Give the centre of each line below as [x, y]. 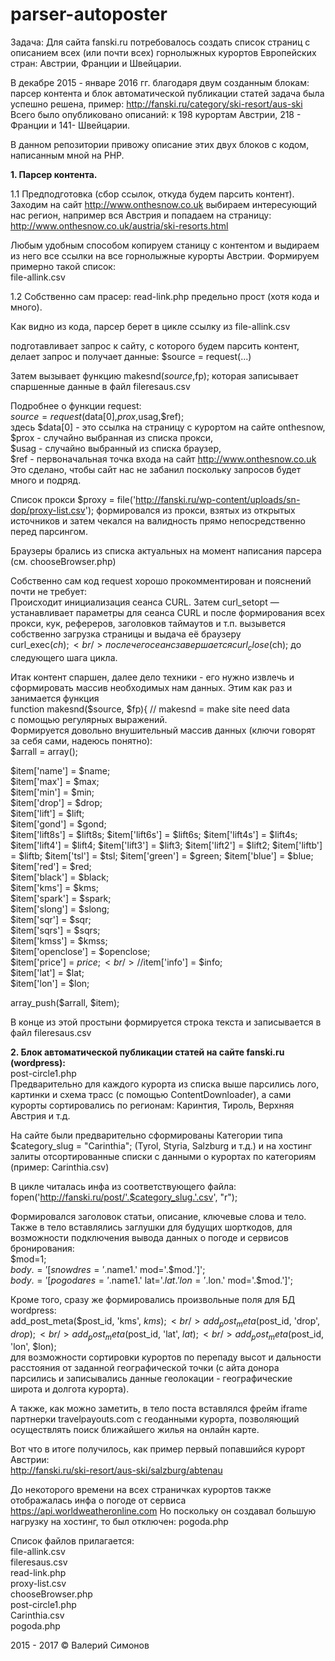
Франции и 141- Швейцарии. [70, 125]
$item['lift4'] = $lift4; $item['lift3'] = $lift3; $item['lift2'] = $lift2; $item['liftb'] [166, 845]
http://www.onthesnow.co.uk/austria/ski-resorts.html [119, 225]
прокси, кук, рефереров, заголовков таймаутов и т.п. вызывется [148, 623]
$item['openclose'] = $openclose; [80, 951]
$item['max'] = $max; [55, 781]
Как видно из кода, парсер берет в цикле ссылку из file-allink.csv [150, 326]
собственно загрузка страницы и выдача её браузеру [126, 634]
